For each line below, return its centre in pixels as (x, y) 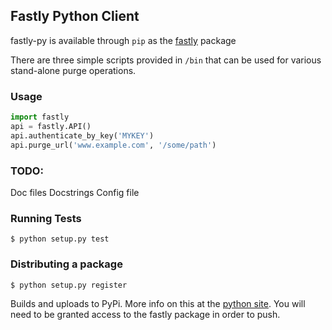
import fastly (40, 117)
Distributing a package (66, 264)
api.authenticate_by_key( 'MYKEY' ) (82, 135)
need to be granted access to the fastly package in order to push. (145, 314)
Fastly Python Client (75, 16)
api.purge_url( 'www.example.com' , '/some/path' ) (113, 145)
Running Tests (46, 218)
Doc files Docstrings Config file (75, 192)
